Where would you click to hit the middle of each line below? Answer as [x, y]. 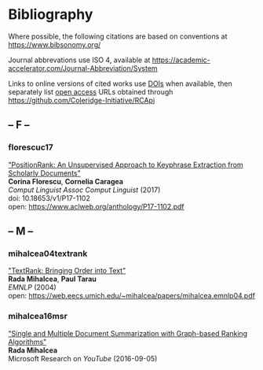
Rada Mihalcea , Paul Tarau [52, 279]
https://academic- [181, 60]
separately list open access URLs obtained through [91, 91]
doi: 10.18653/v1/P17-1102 [49, 198]
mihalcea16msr [38, 316]
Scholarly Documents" [44, 173]
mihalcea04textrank [48, 253]
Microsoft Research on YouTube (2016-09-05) [83, 358]
